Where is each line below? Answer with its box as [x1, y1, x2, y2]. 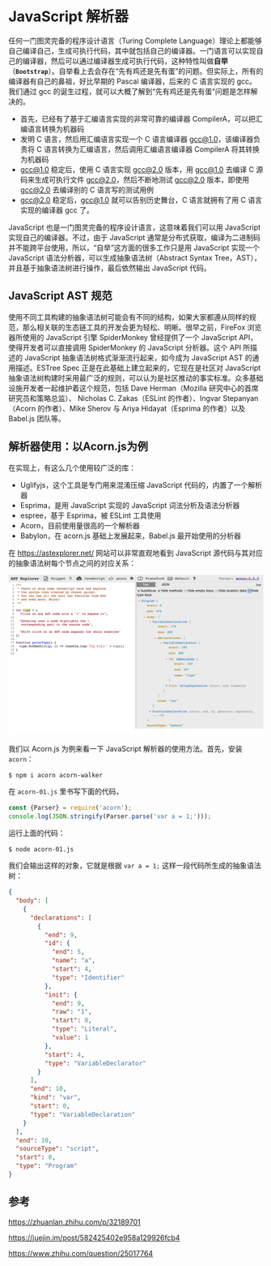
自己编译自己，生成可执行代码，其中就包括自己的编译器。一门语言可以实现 [8, 45, 256, 55]
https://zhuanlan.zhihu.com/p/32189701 [8, 1216, 141, 1226]
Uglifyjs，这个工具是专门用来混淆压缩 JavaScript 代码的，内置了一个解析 [19, 480, 263, 489]
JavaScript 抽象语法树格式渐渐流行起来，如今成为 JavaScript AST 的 [23, 352, 252, 362]
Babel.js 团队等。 [8, 413, 66, 423]
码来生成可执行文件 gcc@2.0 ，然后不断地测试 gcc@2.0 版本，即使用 [19, 174, 249, 184]
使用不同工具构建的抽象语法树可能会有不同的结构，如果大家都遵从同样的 [8, 312, 249, 321]
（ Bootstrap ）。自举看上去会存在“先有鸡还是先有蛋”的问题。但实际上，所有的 [8, 66, 264, 75]
